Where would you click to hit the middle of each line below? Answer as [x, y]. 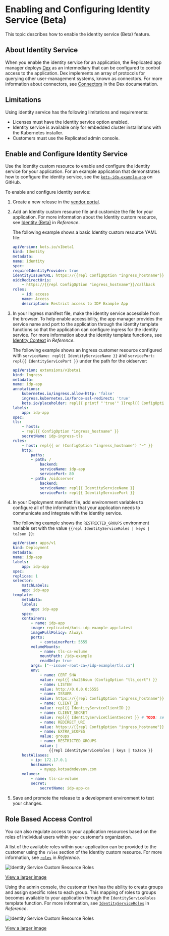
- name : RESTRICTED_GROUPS [68, 741]
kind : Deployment [31, 548]
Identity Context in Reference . [43, 340]
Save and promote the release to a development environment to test [83, 798]
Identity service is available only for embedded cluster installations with [87, 127]
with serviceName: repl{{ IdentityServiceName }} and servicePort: [84, 355]
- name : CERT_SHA [58, 675]
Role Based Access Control [49, 819]
